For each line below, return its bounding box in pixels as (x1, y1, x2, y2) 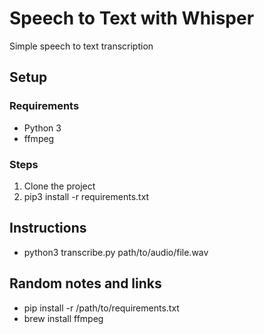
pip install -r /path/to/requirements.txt (23, 302, 180, 314)
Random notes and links (9, 275, 162, 292)
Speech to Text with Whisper (9, 7, 255, 30)
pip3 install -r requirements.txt (23, 190, 150, 202)
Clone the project (23, 180, 96, 192)
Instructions (9, 220, 87, 237)
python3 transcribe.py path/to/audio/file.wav (23, 246, 209, 258)
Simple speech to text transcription (9, 40, 154, 52)
